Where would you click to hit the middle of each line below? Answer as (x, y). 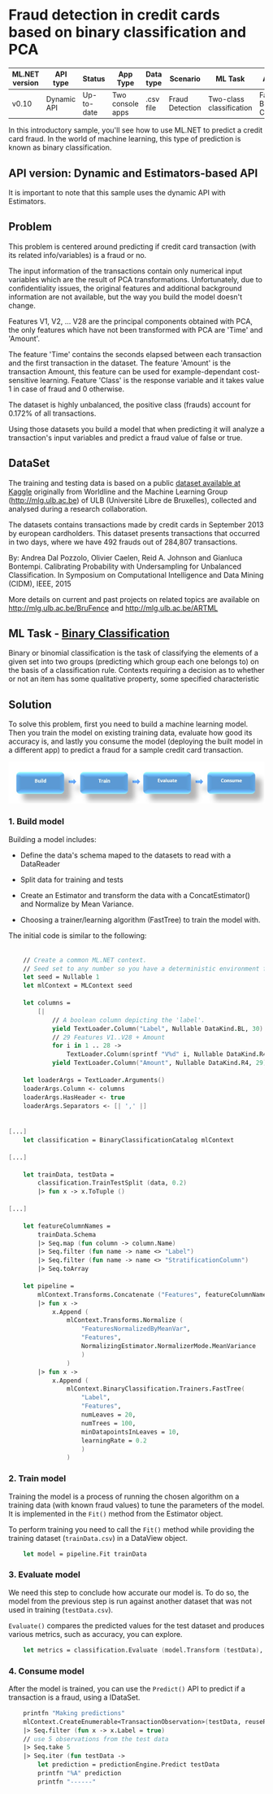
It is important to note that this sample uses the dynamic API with (117, 192)
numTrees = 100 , (108, 1423)
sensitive (24, 380)
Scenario (185, 78)
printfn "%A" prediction (80, 1774)
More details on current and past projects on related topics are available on (134, 599)
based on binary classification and (127, 32)
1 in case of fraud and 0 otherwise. (66, 389)
